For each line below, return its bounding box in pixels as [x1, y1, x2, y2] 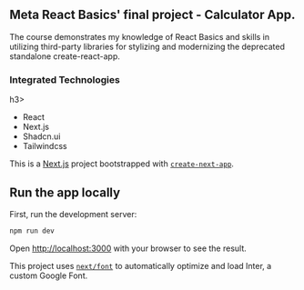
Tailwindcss [22, 141, 67, 152]
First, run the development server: [9, 208, 137, 219]
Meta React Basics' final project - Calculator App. [9, 7, 296, 23]
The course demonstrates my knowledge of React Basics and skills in [9, 31, 270, 42]
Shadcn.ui [22, 131, 61, 142]
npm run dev [9, 226, 55, 235]
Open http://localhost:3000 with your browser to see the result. [9, 243, 248, 254]
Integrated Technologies [9, 73, 120, 85]
